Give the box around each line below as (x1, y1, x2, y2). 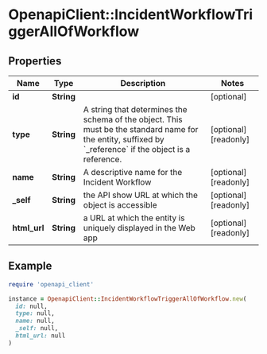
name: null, (15, 317, 56, 325)
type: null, (15, 309, 56, 317)
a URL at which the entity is (83, 212, 185, 224)
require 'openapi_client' (8, 280, 94, 288)
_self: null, (15, 325, 59, 333)
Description (120, 78, 166, 88)
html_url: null (15, 332, 66, 340)
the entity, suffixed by (83, 134, 164, 145)
